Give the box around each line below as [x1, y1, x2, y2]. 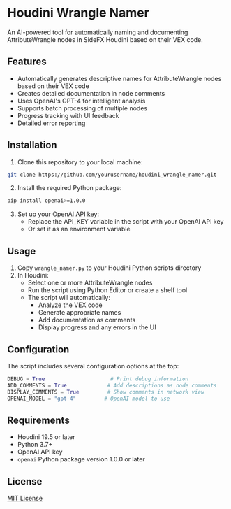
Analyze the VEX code [38, 301, 103, 309]
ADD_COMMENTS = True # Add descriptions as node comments [7, 382, 217, 389]
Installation [7, 139, 57, 151]
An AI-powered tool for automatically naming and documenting [7, 28, 188, 36]
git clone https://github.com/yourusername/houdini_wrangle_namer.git [7, 171, 217, 178]
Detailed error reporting [17, 119, 86, 127]
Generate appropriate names [38, 308, 121, 317]
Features [7, 56, 47, 68]
